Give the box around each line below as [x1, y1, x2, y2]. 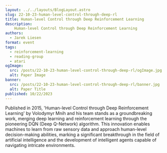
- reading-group [9, 54, 43, 59]
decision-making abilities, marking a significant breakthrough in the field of [5, 131, 160, 138]
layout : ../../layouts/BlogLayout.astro [5, 7, 91, 13]
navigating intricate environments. [5, 142, 75, 148]
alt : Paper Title [9, 86, 46, 92]
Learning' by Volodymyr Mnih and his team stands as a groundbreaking [5, 110, 152, 116]
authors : [5, 31, 23, 36]
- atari [9, 59, 26, 64]
